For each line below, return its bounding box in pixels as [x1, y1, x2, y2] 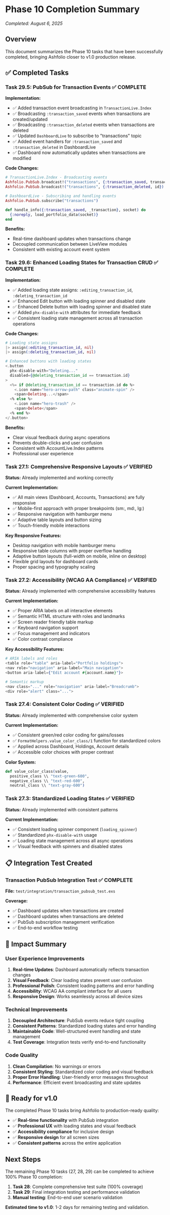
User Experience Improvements [5, 955, 85, 962]
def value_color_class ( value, [5, 769, 69, 774]
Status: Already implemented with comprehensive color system [5, 712, 138, 718]
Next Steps [5, 1155, 41, 1163]
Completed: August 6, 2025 [5, 20, 63, 26]
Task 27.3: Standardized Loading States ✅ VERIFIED [5, 795, 135, 802]
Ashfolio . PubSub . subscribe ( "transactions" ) [5, 198, 99, 203]
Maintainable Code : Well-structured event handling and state [12, 1028, 141, 1034]
